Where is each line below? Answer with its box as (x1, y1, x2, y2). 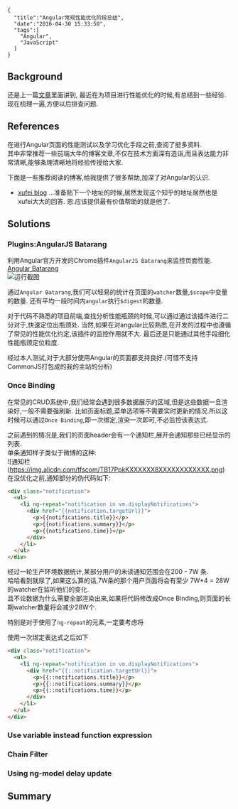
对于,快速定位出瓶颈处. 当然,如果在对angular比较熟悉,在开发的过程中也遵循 (13, 320, 232, 330)
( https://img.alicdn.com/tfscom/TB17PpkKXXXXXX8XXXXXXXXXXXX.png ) (7, 465, 225, 474)
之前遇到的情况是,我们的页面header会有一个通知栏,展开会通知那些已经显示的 (7, 430, 231, 439)
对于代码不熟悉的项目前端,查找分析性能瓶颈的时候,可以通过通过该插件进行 (7, 312, 223, 320)
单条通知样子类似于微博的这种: (7, 448, 97, 457)
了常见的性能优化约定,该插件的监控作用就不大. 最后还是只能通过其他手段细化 (7, 330, 231, 338)
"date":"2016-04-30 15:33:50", (13, 21, 107, 28)
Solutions (7, 218, 51, 230)
